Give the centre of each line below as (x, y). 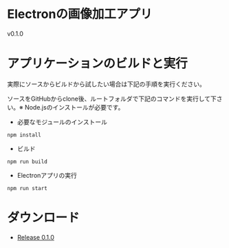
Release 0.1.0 (36, 237)
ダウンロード (44, 218)
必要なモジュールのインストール (62, 122)
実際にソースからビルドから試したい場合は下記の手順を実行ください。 (107, 84)
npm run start (28, 188)
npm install (24, 135)
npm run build (28, 162)
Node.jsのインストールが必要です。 (74, 107)
